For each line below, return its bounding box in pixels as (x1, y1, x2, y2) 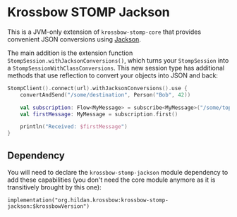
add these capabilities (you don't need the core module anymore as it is (7, 175, 216, 184)
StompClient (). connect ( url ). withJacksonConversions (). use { (7, 85, 188, 92)
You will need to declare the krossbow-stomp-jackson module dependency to (7, 168, 229, 176)
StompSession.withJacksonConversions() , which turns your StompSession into (7, 56, 229, 64)
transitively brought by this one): (7, 183, 102, 191)
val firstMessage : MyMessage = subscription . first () (20, 111, 178, 118)
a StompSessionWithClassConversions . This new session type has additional (7, 63, 224, 72)
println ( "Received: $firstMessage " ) (20, 123, 128, 130)
